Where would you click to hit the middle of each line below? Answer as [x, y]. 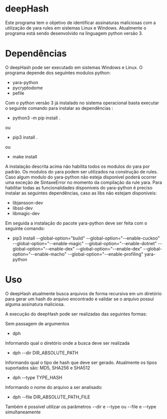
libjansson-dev [28, 202]
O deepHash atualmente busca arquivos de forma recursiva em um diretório [83, 293]
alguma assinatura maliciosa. [35, 304]
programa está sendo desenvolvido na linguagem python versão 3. [74, 33]
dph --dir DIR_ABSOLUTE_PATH [45, 353]
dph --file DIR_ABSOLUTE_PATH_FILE [51, 397]
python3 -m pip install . [36, 118]
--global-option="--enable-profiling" [105, 254]
